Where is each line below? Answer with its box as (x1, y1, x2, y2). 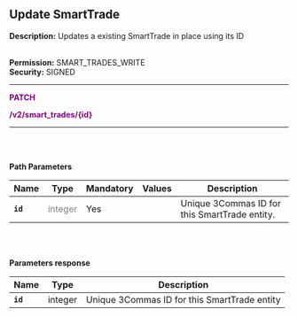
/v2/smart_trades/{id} (9, 109, 93, 120)
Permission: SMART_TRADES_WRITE (9, 57, 145, 67)
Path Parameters (9, 161, 73, 172)
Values (141, 182, 173, 194)
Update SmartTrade (9, 7, 121, 22)
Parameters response (9, 257, 90, 268)
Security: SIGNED (9, 66, 75, 77)
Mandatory (85, 182, 134, 194)
